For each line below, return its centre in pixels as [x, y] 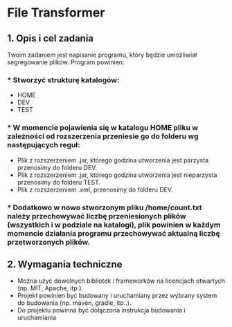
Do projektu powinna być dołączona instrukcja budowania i [101, 310]
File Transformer [56, 13]
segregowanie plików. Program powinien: [66, 62]
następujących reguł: [44, 145]
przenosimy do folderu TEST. [59, 182]
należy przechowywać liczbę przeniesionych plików [97, 216]
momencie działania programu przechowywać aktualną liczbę [114, 233]
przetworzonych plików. [48, 242]
